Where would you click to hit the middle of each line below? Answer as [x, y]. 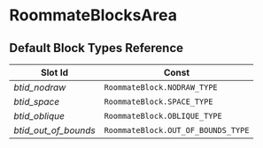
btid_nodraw [40, 87]
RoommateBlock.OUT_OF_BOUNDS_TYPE [177, 130]
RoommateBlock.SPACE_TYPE [159, 102]
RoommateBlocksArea [93, 15]
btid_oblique [39, 116]
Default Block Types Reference [97, 48]
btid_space [37, 102]
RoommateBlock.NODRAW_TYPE [161, 88]
